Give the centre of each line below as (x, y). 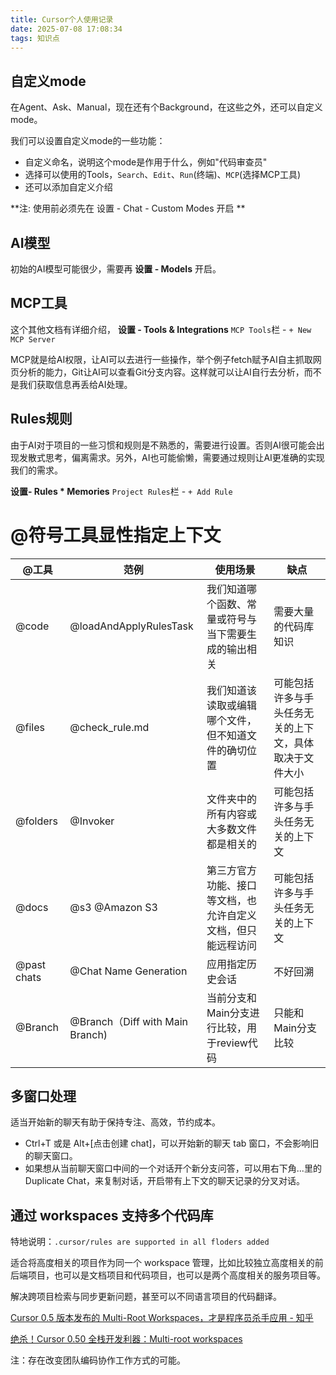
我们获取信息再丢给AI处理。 (75, 384)
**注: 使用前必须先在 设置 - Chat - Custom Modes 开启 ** (128, 208)
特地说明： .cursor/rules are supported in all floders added (140, 1242)
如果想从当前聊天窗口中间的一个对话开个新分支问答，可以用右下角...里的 (173, 1168)
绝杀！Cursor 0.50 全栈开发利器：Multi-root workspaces (126, 1339)
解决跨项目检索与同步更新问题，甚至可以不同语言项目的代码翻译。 (146, 1297)
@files (30, 727)
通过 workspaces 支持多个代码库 (112, 1215)
